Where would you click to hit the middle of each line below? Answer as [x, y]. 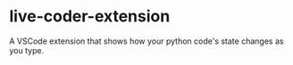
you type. [27, 50]
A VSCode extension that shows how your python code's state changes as [146, 41]
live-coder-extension [90, 16]
